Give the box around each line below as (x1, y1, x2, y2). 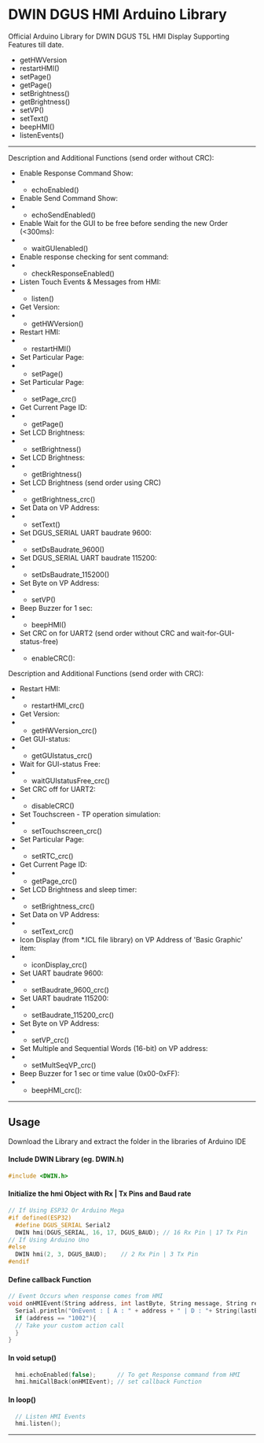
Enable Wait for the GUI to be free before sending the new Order (19, 218, 228, 228)
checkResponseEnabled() (31, 268, 115, 278)
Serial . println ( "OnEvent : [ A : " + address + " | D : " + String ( (15, 1307, 241, 1315)
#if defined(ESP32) (8, 1214, 72, 1222)
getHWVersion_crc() (31, 726, 97, 735)
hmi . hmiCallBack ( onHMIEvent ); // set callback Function (15, 1378, 202, 1386)
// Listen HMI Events (15, 1412, 86, 1420)
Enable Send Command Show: (19, 193, 119, 202)
